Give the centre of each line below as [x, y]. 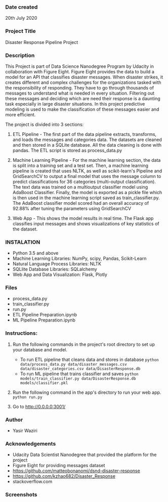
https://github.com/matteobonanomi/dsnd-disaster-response [76, 471]
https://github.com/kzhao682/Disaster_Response [64, 476]
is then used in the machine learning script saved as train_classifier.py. [86, 198]
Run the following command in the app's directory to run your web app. [87, 392]
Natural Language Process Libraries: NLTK [57, 264]
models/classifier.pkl [44, 383]
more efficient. [20, 114]
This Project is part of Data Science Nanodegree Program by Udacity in [80, 66]
